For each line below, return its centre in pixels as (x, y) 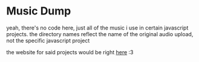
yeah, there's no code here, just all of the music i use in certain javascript (97, 28)
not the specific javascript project (48, 40)
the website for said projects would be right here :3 (70, 52)
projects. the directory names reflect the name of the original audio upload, (100, 34)
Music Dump (39, 11)
